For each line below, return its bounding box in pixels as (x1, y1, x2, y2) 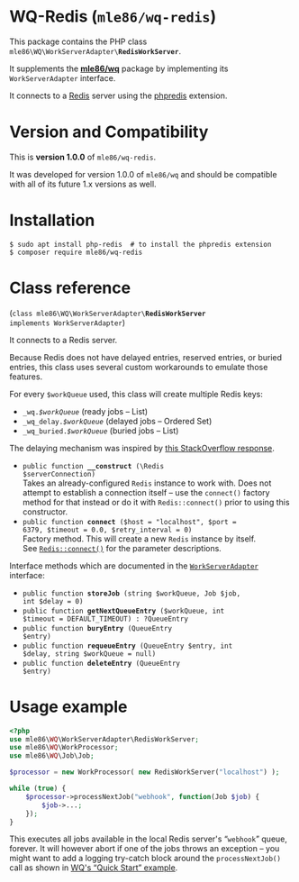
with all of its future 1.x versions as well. (9, 178, 157, 189)
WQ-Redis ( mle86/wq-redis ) (9, 6, 217, 27)
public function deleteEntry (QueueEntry (22, 659, 180, 668)
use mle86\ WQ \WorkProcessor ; (9, 743, 119, 752)
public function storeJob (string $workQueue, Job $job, (22, 588, 241, 598)
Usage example (9, 696, 128, 717)
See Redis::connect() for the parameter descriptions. (22, 542, 222, 553)
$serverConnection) (22, 469, 96, 478)
